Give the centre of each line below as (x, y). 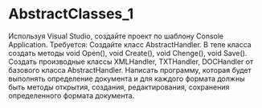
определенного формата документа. (72, 95)
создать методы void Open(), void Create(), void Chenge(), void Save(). (128, 53)
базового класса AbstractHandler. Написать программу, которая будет (130, 70)
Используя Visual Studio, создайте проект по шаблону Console (116, 36)
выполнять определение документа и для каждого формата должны (127, 78)
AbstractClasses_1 (71, 14)
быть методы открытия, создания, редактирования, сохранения (119, 87)
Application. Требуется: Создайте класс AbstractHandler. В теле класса (130, 44)
